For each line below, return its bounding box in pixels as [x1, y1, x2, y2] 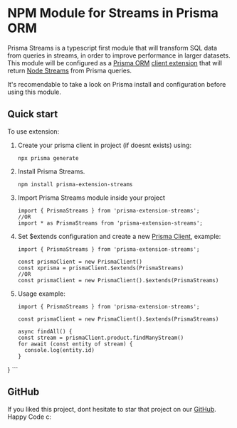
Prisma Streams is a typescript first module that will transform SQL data [7, 43, 218, 52]
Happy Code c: [7, 412, 52, 421]
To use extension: [7, 127, 60, 136]
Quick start [7, 108, 58, 120]
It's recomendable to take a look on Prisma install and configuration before [7, 80, 226, 88]
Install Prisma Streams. [17, 167, 85, 176]
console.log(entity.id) [24, 346, 95, 353]
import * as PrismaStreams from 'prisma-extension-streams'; [17, 219, 204, 227]
